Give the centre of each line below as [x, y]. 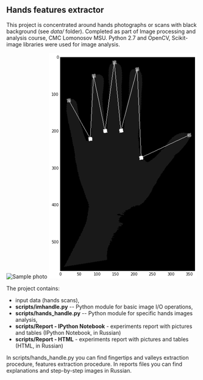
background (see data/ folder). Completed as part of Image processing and [101, 31]
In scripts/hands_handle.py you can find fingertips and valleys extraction [98, 357]
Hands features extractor [55, 10]
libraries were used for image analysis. [72, 44]
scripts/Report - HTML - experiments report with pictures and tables [102, 339]
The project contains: [33, 288]
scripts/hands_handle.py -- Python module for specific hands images [104, 313]
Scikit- [180, 38]
